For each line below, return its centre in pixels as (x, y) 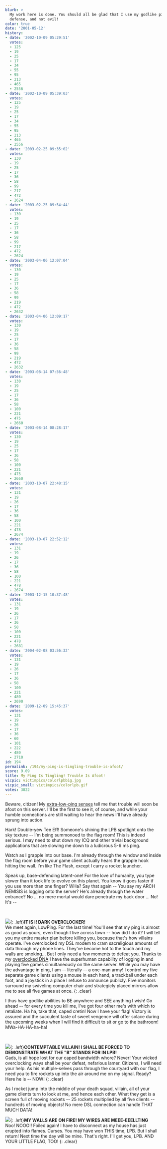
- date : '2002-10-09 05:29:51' (38, 38)
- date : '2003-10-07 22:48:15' (38, 483)
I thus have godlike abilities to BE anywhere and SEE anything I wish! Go (79, 1000)
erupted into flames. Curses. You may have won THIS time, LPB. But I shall (81, 1131)
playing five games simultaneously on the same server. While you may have (83, 964)
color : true (17, 24)
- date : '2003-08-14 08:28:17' (38, 427)
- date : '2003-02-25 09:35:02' (38, 149)
